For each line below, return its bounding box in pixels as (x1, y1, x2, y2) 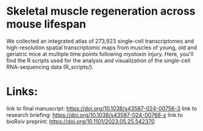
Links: (6, 85, 38, 99)
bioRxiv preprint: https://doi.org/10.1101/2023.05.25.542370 (6, 118, 155, 125)
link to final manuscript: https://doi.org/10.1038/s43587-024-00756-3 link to (6, 105, 197, 112)
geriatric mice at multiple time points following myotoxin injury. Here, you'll (6, 50, 194, 57)
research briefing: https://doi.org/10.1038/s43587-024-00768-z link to (6, 111, 183, 118)
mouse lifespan (6, 17, 87, 31)
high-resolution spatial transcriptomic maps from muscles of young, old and (6, 44, 197, 51)
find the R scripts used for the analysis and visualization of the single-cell (6, 57, 191, 64)
